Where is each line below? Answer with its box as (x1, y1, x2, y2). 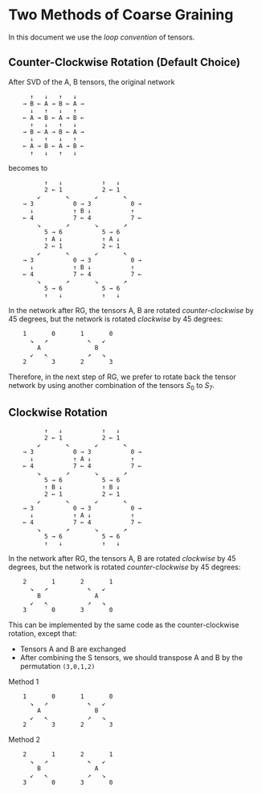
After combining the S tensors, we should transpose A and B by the (19, 653, 244, 663)
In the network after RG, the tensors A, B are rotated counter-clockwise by (8, 305, 255, 315)
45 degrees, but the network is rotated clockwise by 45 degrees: (8, 314, 223, 324)
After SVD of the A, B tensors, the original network (8, 76, 175, 86)
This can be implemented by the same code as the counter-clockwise (8, 620, 239, 630)
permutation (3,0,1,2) (19, 662, 96, 671)
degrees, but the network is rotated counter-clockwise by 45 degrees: (8, 562, 241, 572)
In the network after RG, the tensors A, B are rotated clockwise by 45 (8, 554, 236, 564)
